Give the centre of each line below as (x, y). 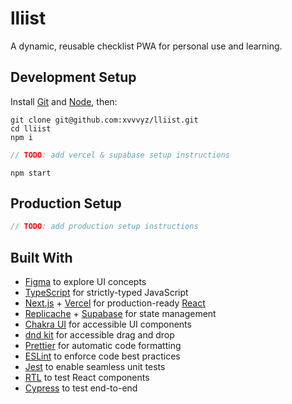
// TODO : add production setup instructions (104, 227)
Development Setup (73, 77)
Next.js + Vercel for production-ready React (115, 303)
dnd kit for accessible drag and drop (99, 335)
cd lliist (31, 128)
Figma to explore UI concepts (85, 282)
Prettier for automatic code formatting (103, 346)
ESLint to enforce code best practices (102, 356)
